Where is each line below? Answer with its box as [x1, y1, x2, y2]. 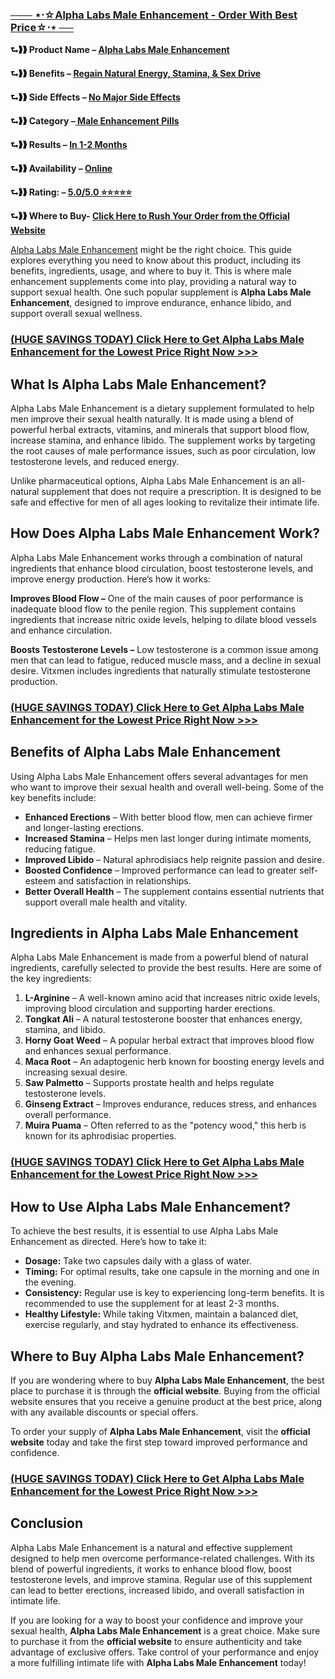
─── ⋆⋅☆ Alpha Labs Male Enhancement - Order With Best [10, 8, 298, 22]
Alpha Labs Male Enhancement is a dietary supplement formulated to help [10, 403, 315, 415]
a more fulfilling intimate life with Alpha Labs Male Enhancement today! [10, 1656, 307, 1668]
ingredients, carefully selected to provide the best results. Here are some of [10, 962, 322, 974]
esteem [24, 874, 57, 887]
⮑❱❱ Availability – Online [10, 163, 113, 175]
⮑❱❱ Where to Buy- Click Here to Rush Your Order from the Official [10, 210, 290, 222]
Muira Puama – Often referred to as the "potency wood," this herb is [24, 1119, 307, 1132]
